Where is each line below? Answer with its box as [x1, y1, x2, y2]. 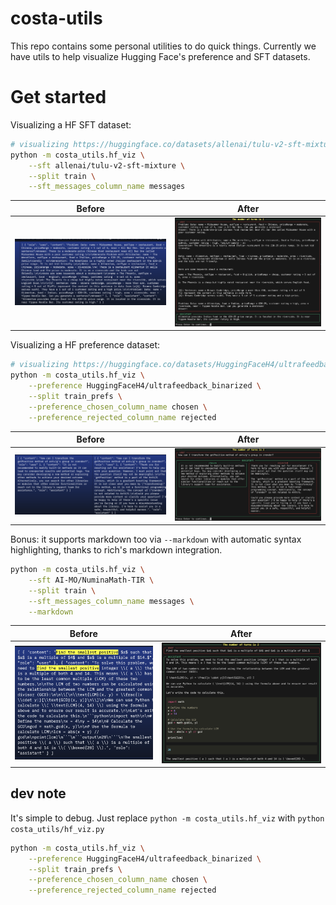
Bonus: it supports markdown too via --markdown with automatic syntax [10, 533, 302, 546]
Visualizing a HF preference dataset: [10, 339, 161, 351]
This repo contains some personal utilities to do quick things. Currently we [10, 40, 317, 52]
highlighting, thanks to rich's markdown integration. [10, 544, 223, 556]
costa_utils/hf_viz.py [10, 824, 105, 834]
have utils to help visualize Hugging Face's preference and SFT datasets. [10, 50, 311, 62]
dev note [10, 785, 67, 802]
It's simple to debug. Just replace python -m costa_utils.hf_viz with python [10, 812, 325, 824]
